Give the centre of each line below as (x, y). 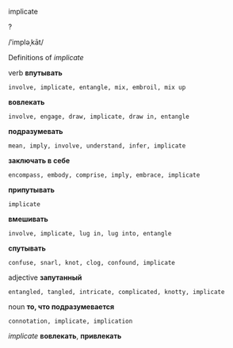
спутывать (27, 248)
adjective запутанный (45, 277)
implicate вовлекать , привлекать (65, 336)
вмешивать (29, 219)
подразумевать (36, 131)
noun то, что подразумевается (61, 307)
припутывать (32, 190)
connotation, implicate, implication (71, 321)
